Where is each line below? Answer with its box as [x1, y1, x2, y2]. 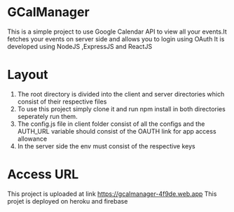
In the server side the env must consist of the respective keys [17, 141, 195, 150]
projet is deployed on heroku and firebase [7, 197, 128, 205]
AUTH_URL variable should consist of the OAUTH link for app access [17, 127, 216, 135]
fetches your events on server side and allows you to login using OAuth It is [7, 34, 225, 43]
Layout [7, 67, 48, 83]
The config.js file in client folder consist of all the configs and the [17, 120, 205, 128]
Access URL [7, 167, 79, 183]
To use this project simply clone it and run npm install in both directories [17, 104, 226, 113]
